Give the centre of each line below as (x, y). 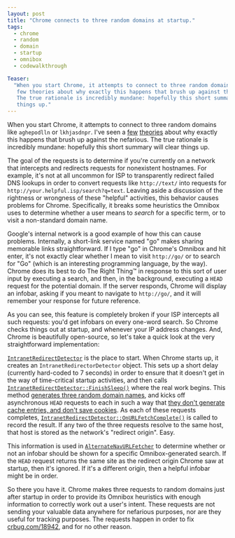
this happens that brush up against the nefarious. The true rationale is (108, 140)
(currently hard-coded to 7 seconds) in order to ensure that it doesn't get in (116, 373)
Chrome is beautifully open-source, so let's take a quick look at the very (111, 337)
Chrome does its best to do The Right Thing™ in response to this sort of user (117, 271)
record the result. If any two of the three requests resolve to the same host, (115, 425)
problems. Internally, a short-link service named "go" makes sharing (106, 241)
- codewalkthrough (41, 66)
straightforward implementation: (54, 344)
